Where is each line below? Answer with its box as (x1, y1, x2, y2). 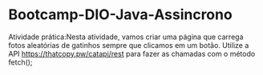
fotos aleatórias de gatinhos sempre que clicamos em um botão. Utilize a (8, 40, 249, 49)
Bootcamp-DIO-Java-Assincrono (8, 6, 233, 24)
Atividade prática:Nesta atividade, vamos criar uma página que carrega (8, 32, 244, 41)
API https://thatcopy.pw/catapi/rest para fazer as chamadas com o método (8, 49, 256, 58)
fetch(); (8, 57, 34, 67)
